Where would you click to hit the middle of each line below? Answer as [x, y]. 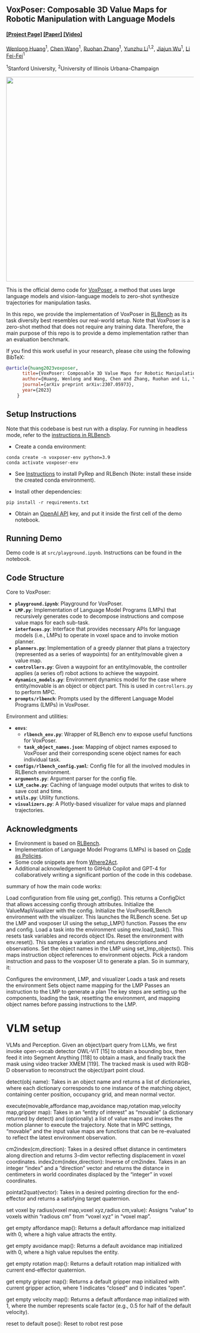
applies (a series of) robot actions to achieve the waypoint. [87, 673]
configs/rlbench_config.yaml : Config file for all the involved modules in [102, 766]
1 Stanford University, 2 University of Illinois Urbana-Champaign [83, 68]
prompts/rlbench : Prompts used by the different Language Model [94, 698]
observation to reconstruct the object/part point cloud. [78, 1070]
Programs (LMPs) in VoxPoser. [52, 705]
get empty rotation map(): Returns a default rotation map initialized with [94, 1264]
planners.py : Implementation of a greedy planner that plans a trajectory [102, 648]
